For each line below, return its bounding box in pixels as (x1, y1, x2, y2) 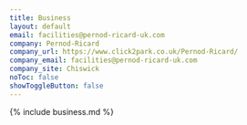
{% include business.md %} (9, 106, 115, 117)
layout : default (9, 22, 71, 31)
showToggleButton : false (9, 81, 104, 90)
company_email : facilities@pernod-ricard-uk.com (9, 56, 198, 65)
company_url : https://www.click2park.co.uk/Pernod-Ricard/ (9, 47, 239, 57)
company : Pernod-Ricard (9, 38, 100, 48)
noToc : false (9, 73, 59, 82)
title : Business (9, 13, 71, 23)
